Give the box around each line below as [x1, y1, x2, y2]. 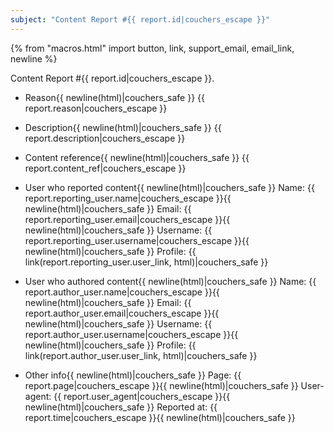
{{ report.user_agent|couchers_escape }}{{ [53, 390, 231, 402]
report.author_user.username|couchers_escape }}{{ [24, 328, 239, 340]
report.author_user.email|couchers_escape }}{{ [24, 307, 220, 319]
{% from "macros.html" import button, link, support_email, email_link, [10, 42, 295, 54]
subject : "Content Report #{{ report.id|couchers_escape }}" [10, 14, 271, 25]
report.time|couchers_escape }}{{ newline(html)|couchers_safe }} [24, 411, 296, 423]
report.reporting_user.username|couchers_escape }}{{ [24, 234, 250, 246]
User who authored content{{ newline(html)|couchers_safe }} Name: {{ [24, 275, 317, 287]
